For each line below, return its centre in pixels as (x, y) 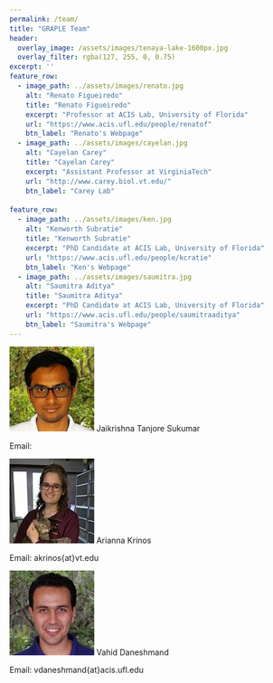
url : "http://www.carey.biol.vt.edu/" (99, 181)
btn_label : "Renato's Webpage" (85, 134)
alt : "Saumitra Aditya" (71, 286)
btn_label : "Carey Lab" (71, 191)
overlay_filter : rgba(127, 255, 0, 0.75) (97, 57)
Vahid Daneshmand (132, 652)
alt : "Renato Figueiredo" (75, 95)
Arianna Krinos (124, 540)
